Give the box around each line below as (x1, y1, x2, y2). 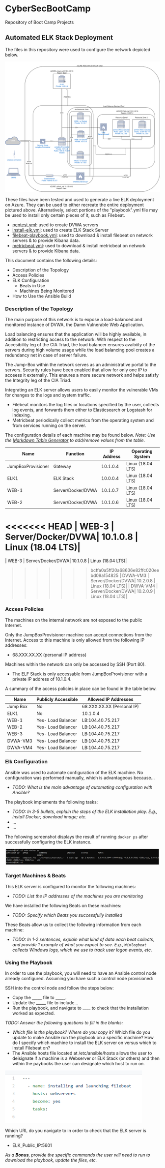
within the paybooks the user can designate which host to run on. (12, 1060, 145, 1066)
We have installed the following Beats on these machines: (5, 902, 122, 908)
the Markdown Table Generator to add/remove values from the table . (5, 437, 145, 443)
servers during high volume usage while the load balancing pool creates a (5, 347, 155, 353)
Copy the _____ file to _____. (12, 994, 67, 1000)
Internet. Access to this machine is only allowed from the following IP (5, 637, 145, 643)
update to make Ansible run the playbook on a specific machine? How (12, 1034, 154, 1040)
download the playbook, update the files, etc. (5, 1157, 97, 1163)
